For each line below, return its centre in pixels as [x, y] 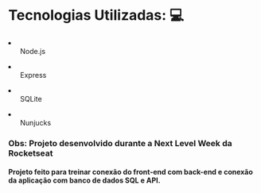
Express [33, 75]
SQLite [31, 98]
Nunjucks [35, 122]
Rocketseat [31, 153]
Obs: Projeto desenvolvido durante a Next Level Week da [120, 143]
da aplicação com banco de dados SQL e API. [84, 180]
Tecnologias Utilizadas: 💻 [96, 15]
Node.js [33, 51]
